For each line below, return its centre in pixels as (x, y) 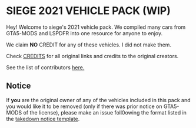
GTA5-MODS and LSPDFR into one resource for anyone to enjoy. (84, 33)
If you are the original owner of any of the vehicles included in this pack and (98, 100)
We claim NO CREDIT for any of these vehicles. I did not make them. (89, 45)
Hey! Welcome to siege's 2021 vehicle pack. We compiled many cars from (96, 27)
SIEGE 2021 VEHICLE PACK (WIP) (88, 11)
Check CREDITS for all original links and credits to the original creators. (92, 56)
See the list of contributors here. (45, 67)
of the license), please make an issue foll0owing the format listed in (105, 112)
